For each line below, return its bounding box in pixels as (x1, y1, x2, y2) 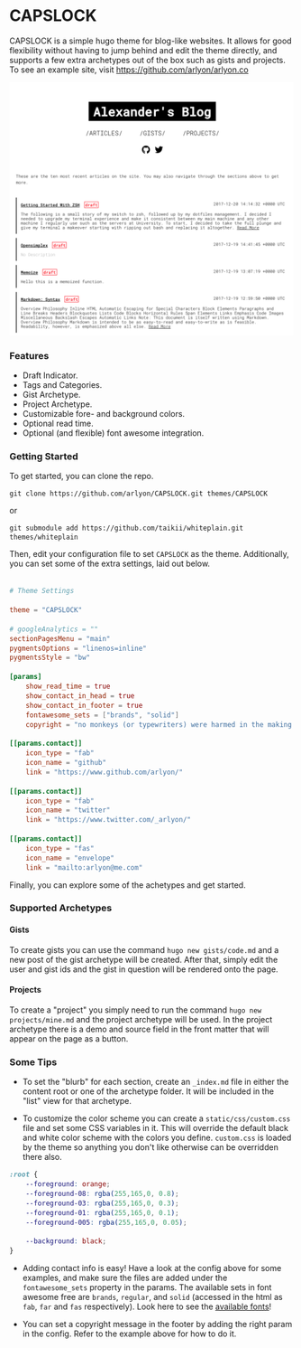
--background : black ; (25, 1237, 106, 1246)
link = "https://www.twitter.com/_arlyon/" (25, 815, 192, 825)
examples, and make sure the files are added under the (22, 1272, 228, 1284)
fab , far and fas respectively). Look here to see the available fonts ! (22, 1301, 272, 1312)
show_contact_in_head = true (25, 691, 135, 701)
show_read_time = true (25, 682, 111, 692)
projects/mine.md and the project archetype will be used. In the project (9, 1013, 273, 1024)
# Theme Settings (9, 587, 75, 596)
